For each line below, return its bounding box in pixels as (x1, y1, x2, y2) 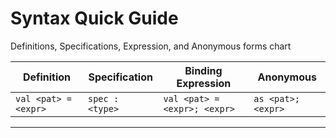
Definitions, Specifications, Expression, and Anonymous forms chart (10, 40, 292, 52)
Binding (184, 63, 223, 77)
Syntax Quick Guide (10, 7, 179, 30)
